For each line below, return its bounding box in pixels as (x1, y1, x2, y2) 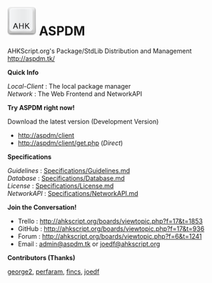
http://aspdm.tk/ (7, 54, 56, 63)
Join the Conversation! (7, 203, 77, 212)
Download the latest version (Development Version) (7, 117, 159, 126)
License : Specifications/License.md (7, 182, 114, 190)
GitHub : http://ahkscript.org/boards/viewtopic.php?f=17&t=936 (17, 224, 205, 233)
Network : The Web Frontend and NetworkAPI (7, 89, 143, 98)
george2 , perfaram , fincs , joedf (7, 267, 100, 276)
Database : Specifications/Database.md (7, 174, 125, 182)
